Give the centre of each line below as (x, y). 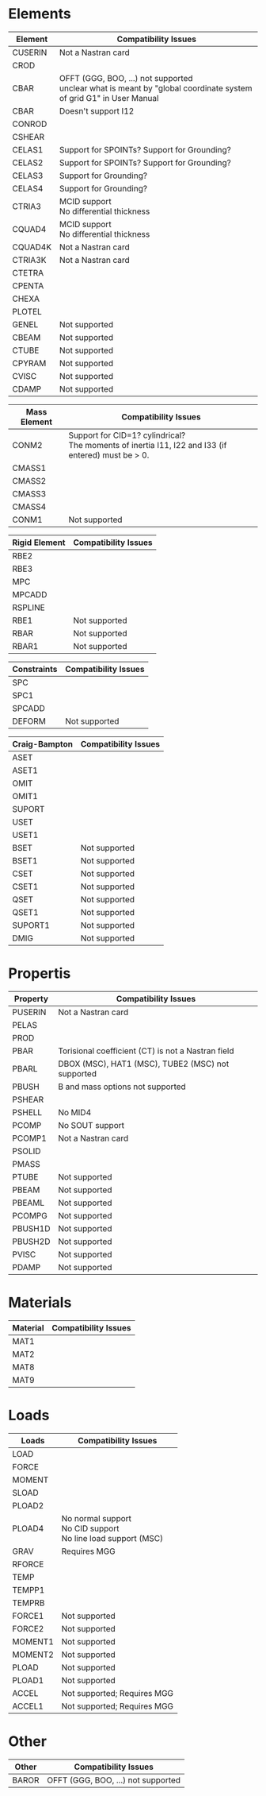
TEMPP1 (28, 1589)
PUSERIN (29, 1012)
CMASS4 (29, 507)
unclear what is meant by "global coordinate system (156, 88)
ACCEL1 (28, 1706)
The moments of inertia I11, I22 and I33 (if (148, 445)
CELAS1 (28, 149)
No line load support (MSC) (112, 1538)
